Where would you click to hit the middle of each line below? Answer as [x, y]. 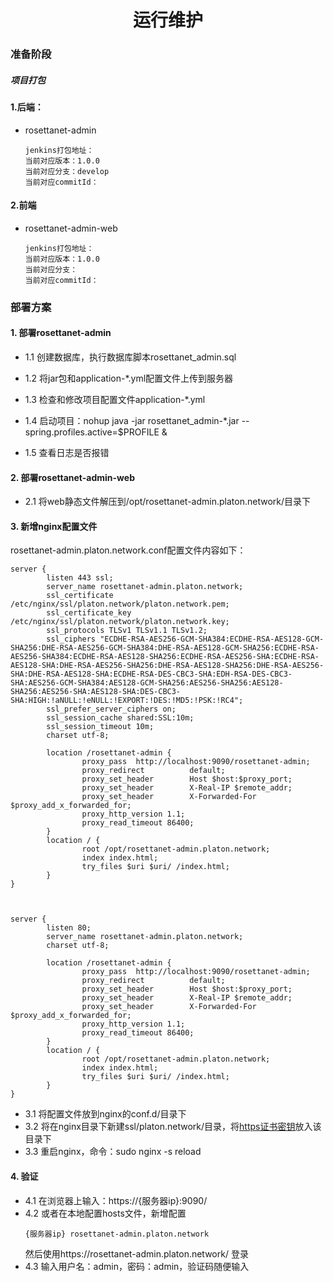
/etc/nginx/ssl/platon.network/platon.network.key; [120, 622]
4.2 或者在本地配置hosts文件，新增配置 [105, 1213]
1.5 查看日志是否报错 [67, 453]
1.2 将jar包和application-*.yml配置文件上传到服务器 [129, 378]
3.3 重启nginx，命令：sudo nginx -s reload [113, 1152]
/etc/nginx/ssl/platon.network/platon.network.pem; [120, 604]
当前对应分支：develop [67, 171]
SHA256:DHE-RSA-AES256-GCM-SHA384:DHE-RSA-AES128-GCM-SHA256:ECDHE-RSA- [165, 648]
